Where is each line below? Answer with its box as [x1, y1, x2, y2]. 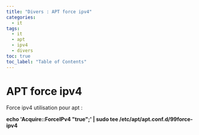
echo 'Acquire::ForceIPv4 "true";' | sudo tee [6, 116, 118, 123]
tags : [6, 25, 20, 32]
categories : [6, 14, 36, 20]
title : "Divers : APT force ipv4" [6, 8, 93, 15]
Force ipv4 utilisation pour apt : [6, 104, 83, 111]
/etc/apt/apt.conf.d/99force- [119, 116, 193, 123]
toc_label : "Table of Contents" [6, 59, 87, 65]
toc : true [6, 53, 31, 59]
